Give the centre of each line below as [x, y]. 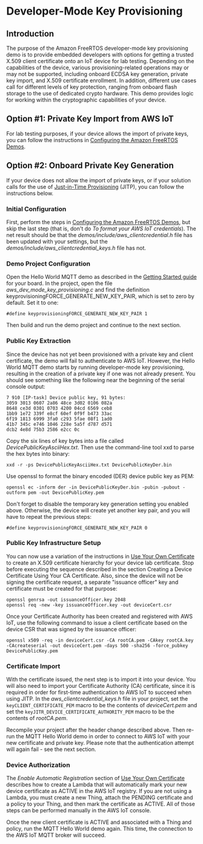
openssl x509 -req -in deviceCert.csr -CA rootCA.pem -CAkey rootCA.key [100, 640]
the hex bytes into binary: [38, 453]
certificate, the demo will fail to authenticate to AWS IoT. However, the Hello [101, 360]
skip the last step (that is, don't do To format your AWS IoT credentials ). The [101, 228]
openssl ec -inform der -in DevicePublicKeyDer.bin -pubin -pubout [93, 487]
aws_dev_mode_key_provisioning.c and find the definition [78, 290]
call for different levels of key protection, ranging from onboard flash [92, 87]
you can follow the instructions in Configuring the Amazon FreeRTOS [92, 140]
